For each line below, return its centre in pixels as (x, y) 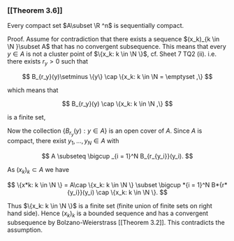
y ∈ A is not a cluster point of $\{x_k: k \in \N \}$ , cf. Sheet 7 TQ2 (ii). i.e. (112, 54)
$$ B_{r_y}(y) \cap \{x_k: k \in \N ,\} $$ (117, 104)
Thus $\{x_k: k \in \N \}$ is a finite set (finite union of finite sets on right (110, 205)
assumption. (25, 230)
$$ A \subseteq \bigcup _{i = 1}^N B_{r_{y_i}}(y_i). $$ (117, 156)
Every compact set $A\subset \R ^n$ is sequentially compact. (95, 26)
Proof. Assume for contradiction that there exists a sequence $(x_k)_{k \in (114, 39)
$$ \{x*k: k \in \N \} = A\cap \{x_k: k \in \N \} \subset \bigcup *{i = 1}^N (109, 184)
